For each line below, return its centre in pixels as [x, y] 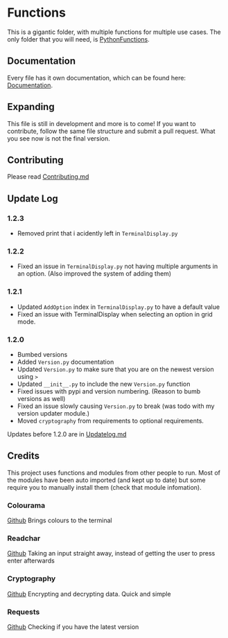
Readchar [24, 538]
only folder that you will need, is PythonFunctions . [79, 39]
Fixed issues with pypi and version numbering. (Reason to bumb [109, 391]
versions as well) [41, 398]
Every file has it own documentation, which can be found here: [96, 78]
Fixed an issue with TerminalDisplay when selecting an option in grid [115, 314]
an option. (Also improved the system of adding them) [94, 274]
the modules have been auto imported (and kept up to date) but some [106, 480]
